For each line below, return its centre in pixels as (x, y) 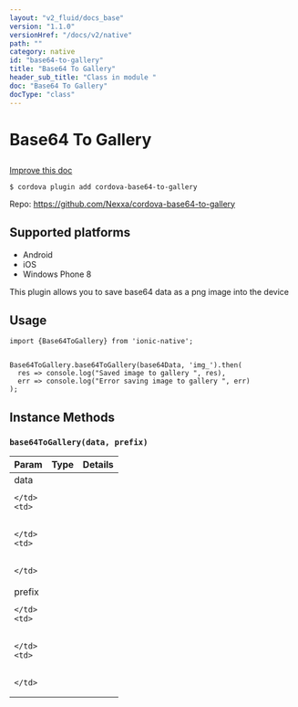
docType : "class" (42, 94)
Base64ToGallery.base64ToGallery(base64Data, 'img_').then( (126, 365)
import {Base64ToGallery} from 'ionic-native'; (102, 342)
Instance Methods (62, 417)
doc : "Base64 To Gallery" (58, 86)
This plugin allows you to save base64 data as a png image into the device (149, 291)
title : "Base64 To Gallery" (63, 69)
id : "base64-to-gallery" (57, 60)
